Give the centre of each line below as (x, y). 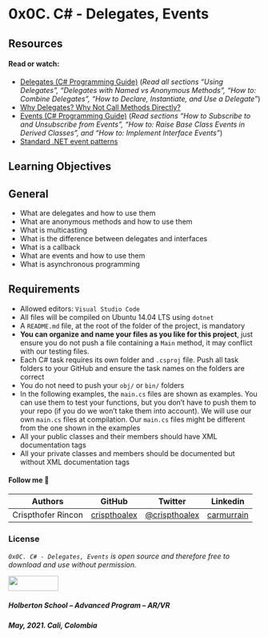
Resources (36, 44)
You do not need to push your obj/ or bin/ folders (102, 385)
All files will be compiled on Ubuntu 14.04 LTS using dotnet (117, 317)
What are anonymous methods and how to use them (106, 221)
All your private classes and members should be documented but (127, 453)
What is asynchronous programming (80, 264)
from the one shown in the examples (80, 428)
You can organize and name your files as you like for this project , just (136, 334)
